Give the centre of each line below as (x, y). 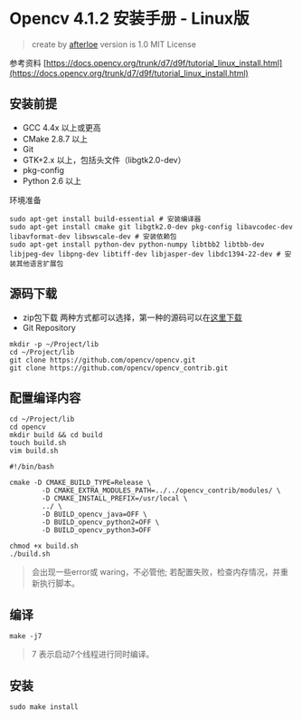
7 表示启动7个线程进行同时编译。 (93, 655)
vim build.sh (34, 451)
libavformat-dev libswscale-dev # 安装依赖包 (93, 237)
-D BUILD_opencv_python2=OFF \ (101, 522)
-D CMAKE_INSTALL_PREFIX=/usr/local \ (115, 499)
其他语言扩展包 (40, 264)
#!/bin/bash (32, 467)
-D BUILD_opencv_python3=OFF (97, 530)
